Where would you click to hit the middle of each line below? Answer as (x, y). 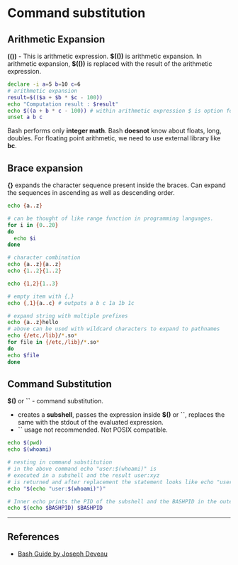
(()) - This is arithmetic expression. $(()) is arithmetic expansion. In (104, 56)
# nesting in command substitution (60, 462)
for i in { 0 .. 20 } (33, 225)
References (33, 537)
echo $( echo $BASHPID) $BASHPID (55, 508)
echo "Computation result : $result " (63, 104)
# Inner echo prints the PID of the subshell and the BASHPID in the (112, 501)
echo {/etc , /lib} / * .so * (42, 336)
